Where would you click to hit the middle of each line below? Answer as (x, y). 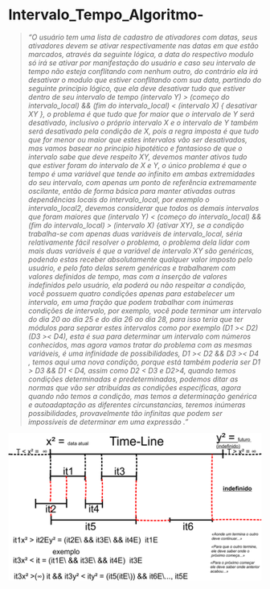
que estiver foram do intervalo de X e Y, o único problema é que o (137, 165)
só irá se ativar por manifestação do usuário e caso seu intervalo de (142, 63)
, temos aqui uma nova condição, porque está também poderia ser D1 (144, 362)
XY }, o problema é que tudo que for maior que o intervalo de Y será (141, 113)
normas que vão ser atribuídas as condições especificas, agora (134, 387)
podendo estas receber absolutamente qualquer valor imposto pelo (140, 259)
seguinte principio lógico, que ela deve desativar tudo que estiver (137, 88)
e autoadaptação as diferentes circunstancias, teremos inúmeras (137, 405)
